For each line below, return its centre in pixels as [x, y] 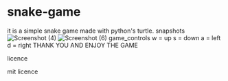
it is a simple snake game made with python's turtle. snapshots [96, 31]
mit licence [23, 71]
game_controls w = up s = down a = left [165, 37]
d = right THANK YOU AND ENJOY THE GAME [73, 45]
